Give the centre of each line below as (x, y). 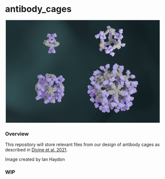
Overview (17, 134)
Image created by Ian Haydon (35, 159)
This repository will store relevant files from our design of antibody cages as (82, 144)
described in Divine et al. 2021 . (36, 150)
